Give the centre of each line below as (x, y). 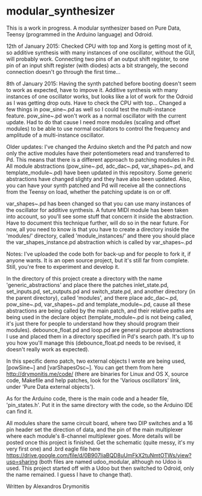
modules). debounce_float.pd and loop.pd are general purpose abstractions (100, 330)
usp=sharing (22, 461)
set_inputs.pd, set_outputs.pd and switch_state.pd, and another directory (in (101, 291)
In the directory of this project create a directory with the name (84, 278)
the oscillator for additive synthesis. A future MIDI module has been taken (97, 210)
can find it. (20, 411)
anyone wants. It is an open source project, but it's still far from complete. (98, 260)
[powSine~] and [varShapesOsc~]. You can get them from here (85, 367)
